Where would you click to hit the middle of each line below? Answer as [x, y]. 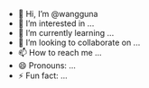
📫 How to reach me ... [60, 53]
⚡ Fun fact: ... [42, 75]
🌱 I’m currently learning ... [66, 33]
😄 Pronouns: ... [47, 66]
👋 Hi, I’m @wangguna [58, 14]
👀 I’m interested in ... [56, 23]
